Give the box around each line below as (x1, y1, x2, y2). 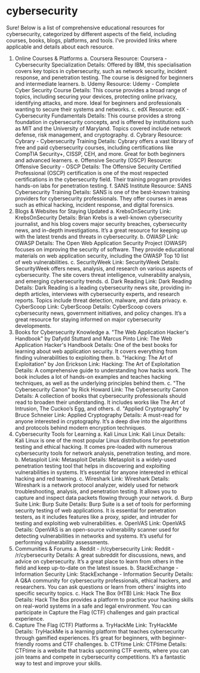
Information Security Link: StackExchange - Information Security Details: (14, 571, 193, 578)
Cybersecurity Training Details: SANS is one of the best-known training (14, 188, 190, 195)
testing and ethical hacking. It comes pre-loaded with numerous (14, 443, 173, 450)
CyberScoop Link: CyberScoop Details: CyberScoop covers (14, 303, 162, 310)
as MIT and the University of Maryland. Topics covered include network (14, 125, 192, 132)
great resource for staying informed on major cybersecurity (14, 316, 161, 323)
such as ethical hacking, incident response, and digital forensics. (14, 201, 174, 208)
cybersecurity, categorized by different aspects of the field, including (6, 30, 177, 37)
